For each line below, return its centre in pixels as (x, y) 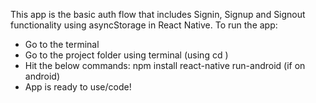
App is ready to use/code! (78, 87)
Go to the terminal (62, 44)
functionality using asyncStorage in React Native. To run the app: (144, 25)
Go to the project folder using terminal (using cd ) (126, 55)
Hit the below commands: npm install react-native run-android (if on (165, 65)
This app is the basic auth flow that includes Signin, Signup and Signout (158, 14)
